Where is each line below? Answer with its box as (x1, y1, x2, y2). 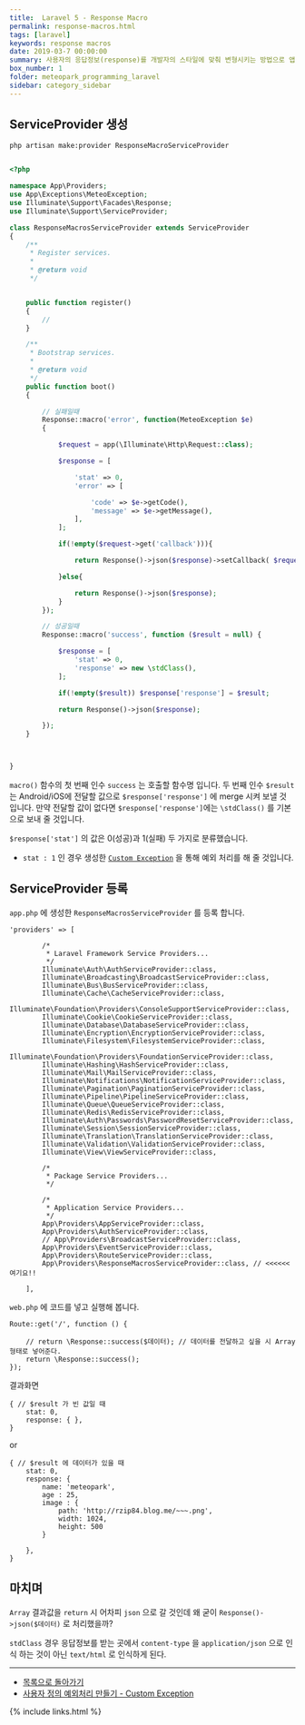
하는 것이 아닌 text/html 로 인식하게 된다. (18, 1649, 167, 1660)
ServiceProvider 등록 (9, 882, 129, 897)
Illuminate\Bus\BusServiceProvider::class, (42, 981, 209, 990)
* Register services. (29, 249, 112, 258)
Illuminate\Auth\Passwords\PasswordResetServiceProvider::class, (42, 1116, 295, 1125)
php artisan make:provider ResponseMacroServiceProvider (9, 142, 230, 151)
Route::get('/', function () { (9, 1319, 128, 1328)
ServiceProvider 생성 (9, 117, 129, 133)
